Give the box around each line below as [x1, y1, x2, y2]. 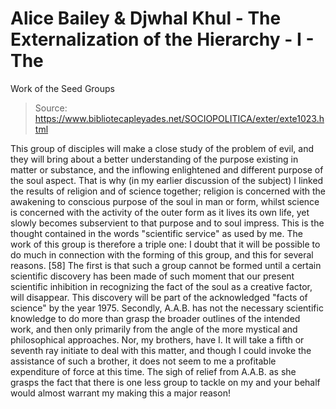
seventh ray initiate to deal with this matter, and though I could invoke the [10, 344, 312, 356]
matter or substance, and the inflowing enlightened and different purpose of [10, 163, 324, 176]
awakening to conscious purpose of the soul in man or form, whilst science [10, 195, 320, 207]
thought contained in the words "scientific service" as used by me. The [10, 227, 303, 239]
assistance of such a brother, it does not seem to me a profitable [10, 355, 277, 367]
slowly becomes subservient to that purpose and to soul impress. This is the [10, 217, 325, 229]
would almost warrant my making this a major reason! [10, 387, 231, 399]
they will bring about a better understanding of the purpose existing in [10, 153, 299, 165]
